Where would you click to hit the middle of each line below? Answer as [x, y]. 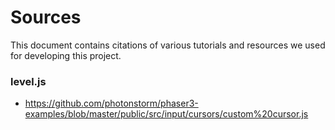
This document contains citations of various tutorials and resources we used [168, 45]
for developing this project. [66, 55]
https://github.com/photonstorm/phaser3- [111, 103]
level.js [28, 81]
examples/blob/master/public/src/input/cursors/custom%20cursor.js [166, 114]
